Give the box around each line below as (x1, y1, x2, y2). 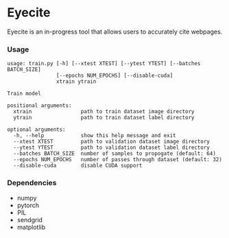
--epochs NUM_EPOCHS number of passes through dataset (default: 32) (13, 156, 223, 163)
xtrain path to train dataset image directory (13, 108, 195, 115)
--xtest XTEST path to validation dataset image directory (13, 139, 210, 145)
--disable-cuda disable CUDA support (13, 163, 143, 169)
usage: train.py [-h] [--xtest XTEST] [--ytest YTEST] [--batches (7, 60, 201, 67)
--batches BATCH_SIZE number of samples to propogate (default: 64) (13, 150, 216, 157)
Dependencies (7, 178, 57, 188)
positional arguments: (7, 102, 72, 109)
